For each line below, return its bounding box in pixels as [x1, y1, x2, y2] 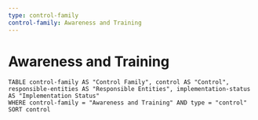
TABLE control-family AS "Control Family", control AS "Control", [8, 78, 230, 86]
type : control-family [8, 11, 79, 20]
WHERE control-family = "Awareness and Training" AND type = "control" [8, 99, 247, 107]
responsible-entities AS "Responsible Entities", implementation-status [8, 85, 251, 93]
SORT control [8, 106, 51, 114]
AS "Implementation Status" [8, 92, 100, 100]
